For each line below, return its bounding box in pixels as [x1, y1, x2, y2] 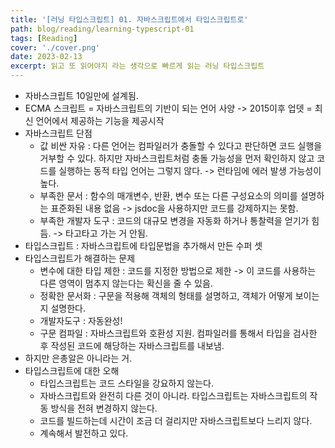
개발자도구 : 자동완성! [39, 315, 123, 326]
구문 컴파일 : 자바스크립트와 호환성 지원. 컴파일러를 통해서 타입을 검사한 [39, 327, 318, 339]
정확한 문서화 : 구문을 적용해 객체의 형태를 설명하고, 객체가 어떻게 [39, 290, 293, 301]
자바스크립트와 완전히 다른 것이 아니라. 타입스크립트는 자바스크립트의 [39, 390, 308, 401]
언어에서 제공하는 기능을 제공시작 [35, 115, 165, 126]
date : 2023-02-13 [10, 52, 83, 62]
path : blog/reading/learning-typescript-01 [10, 24, 195, 34]
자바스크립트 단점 [24, 127, 93, 139]
